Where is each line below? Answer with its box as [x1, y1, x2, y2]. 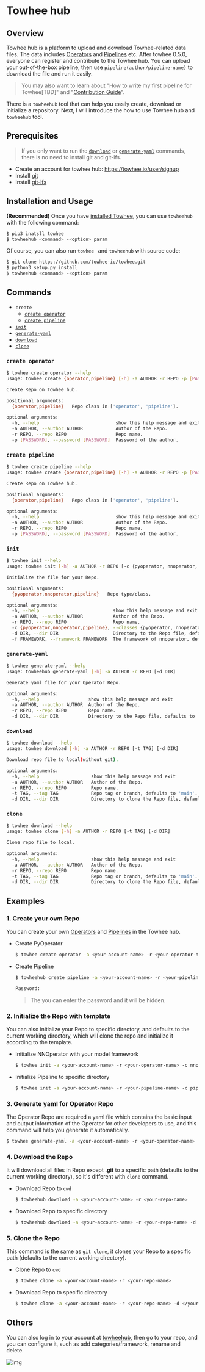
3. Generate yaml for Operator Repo [6, 1099, 114, 1108]
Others [6, 1318, 34, 1328]
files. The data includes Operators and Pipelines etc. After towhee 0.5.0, [6, 51, 187, 58]
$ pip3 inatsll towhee [6, 230, 64, 237]
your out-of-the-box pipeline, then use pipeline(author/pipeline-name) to [6, 63, 193, 71]
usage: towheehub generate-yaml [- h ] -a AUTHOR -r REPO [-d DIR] [6, 668, 176, 674]
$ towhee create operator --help [6, 370, 92, 376]
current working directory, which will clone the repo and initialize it [6, 1032, 174, 1039]
